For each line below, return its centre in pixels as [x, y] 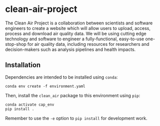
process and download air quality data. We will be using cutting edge [76, 33]
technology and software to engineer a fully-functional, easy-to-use [75, 39]
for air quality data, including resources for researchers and [88, 44]
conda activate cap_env [30, 105]
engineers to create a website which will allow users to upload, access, [78, 28]
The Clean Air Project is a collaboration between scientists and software [79, 23]
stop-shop [16, 44]
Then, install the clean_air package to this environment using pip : [73, 95]
